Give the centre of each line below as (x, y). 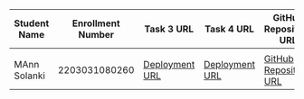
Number (96, 35)
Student (32, 23)
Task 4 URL (230, 29)
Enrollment (96, 23)
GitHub (279, 59)
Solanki (29, 76)
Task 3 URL (169, 29)
